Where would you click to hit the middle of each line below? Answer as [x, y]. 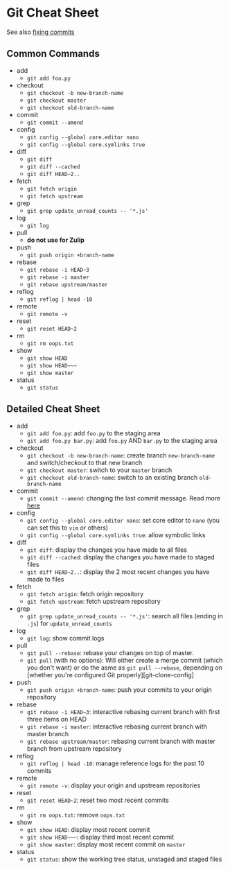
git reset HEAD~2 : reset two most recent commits [98, 800]
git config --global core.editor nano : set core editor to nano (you [123, 520]
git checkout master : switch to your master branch [99, 470]
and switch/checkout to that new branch [85, 462]
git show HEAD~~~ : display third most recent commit [100, 837]
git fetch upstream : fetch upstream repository [94, 601]
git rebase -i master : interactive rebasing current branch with [117, 727]
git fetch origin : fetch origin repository [85, 593]
